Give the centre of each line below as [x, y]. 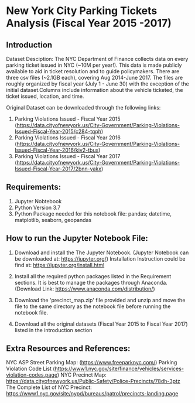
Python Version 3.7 [37, 207]
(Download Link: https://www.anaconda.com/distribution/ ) [85, 289]
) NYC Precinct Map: [82, 375]
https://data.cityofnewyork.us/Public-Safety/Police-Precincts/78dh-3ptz [93, 381]
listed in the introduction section [53, 330]
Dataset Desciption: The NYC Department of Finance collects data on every [97, 59]
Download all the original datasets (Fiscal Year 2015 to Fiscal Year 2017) [101, 324]
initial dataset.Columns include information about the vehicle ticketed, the [95, 90]
